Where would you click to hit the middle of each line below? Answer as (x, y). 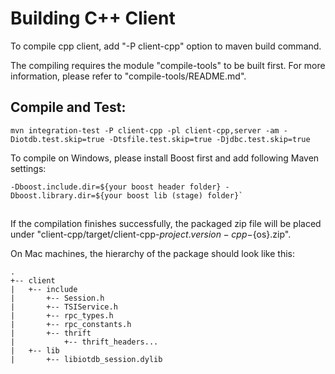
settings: (28, 168)
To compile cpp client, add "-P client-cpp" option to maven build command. (166, 46)
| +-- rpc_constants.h (71, 325)
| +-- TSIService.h (64, 307)
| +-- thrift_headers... (84, 342)
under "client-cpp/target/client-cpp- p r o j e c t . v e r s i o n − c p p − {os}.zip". (151, 234)
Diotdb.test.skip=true (57, 139)
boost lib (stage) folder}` (185, 195)
